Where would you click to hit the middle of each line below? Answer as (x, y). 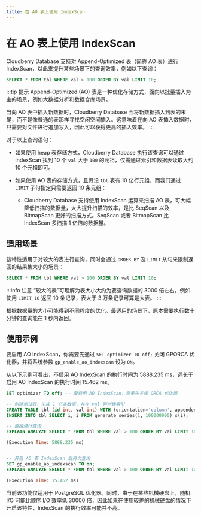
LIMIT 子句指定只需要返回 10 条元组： (60, 188)
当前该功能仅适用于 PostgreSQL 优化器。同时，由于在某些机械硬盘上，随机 (98, 492)
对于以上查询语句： (30, 140)
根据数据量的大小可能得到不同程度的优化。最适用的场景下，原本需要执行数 (98, 311)
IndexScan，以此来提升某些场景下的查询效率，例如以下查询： (82, 68)
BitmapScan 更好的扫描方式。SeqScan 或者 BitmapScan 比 (96, 216)
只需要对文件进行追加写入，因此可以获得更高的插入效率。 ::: (80, 127)
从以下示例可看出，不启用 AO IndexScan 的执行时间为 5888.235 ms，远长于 (100, 374)
